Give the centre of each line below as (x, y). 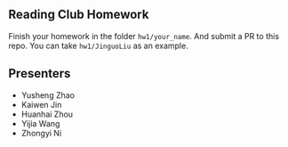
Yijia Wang (40, 123)
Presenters (40, 73)
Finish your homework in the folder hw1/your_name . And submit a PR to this (144, 36)
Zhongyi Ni (41, 133)
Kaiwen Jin (41, 104)
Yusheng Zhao (48, 95)
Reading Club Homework (79, 15)
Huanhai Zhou (47, 114)
